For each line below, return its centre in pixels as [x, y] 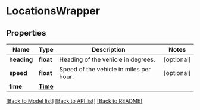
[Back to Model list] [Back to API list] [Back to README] [74, 101]
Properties [26, 33]
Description [109, 50]
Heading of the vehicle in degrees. [107, 59]
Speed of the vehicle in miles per [105, 69]
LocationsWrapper [53, 11]
